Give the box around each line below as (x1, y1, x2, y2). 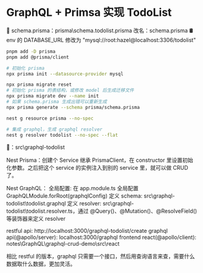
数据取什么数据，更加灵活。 (6, 260, 76, 268)
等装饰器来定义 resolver (6, 215, 66, 223)
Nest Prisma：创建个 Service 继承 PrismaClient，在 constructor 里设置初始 (6, 156, 193, 164)
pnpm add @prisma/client (6, 54, 69, 60)
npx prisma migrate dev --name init (6, 93, 99, 99)
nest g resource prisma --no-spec (6, 115, 94, 122)
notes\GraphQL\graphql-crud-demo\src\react (6, 240, 120, 247)
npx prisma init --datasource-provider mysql (6, 71, 123, 77)
